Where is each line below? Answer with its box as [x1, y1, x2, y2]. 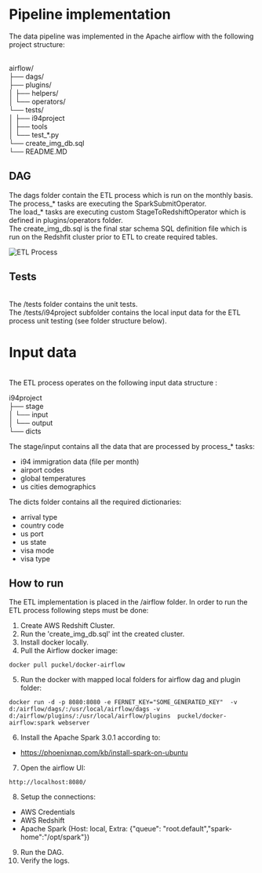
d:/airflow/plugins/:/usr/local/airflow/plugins [9, 712, 171, 720]
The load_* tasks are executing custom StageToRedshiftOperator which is [9, 206, 246, 217]
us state [20, 537, 46, 546]
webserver [58, 719, 90, 727]
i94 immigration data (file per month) [20, 457, 140, 466]
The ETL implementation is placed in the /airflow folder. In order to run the [9, 597, 248, 607]
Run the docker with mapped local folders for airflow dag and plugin [20, 675, 241, 685]
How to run [9, 576, 64, 590]
